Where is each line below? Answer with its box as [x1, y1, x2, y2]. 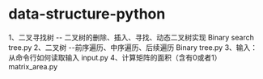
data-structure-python [8, 5, 166, 23]
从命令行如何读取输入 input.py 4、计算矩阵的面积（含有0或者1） [8, 52, 222, 62]
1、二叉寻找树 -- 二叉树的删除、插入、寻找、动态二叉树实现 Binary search [8, 32, 255, 42]
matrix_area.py [8, 61, 58, 71]
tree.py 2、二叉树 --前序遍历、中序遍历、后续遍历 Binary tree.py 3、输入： [8, 42, 258, 52]
